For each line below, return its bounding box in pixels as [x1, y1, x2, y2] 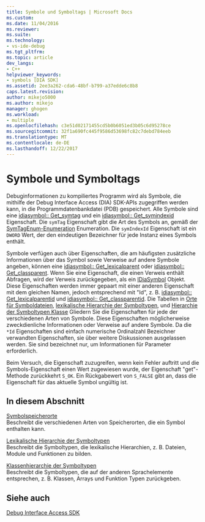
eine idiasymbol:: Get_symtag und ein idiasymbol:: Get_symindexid [6, 212, 174, 219]
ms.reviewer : [6, 26, 40, 32]
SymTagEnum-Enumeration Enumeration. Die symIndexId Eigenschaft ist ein [6, 225, 197, 232]
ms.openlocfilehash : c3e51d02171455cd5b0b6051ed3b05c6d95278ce [6, 123, 171, 129]
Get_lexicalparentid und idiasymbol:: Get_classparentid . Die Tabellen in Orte [6, 295, 198, 302]
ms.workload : [6, 111, 40, 117]
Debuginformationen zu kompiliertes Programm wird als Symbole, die [6, 192, 182, 199]
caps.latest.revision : [6, 89, 64, 95]
